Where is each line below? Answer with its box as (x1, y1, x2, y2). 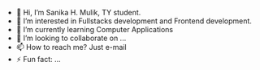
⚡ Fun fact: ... (15, 55, 61, 64)
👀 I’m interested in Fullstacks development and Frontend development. (15, 16, 252, 26)
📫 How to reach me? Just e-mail (15, 43, 128, 51)
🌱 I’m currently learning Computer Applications (15, 25, 173, 34)
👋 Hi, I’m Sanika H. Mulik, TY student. (15, 8, 141, 17)
